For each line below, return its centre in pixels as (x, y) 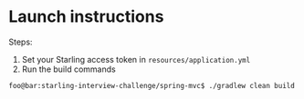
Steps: (21, 42)
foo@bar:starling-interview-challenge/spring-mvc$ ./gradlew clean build (152, 85)
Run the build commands (68, 69)
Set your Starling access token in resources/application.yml (136, 59)
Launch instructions (86, 17)
